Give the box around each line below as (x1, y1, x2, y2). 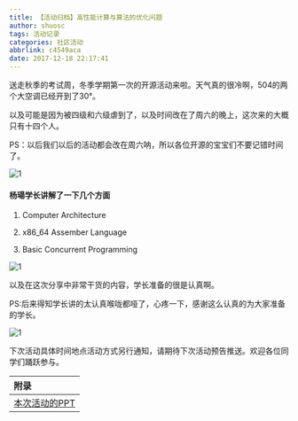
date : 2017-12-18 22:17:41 (9, 54, 109, 63)
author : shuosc (9, 21, 66, 30)
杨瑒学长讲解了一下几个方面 (9, 190, 111, 200)
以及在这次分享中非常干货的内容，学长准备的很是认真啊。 (9, 280, 219, 291)
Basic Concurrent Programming (21, 245, 138, 255)
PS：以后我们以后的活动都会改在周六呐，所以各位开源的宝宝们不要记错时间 (9, 139, 284, 150)
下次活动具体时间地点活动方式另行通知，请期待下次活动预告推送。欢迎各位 (9, 346, 281, 356)
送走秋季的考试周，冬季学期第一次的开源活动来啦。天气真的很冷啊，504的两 (9, 80, 288, 90)
